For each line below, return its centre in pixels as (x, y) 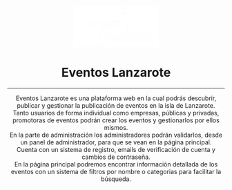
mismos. (116, 127)
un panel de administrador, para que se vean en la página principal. (116, 142)
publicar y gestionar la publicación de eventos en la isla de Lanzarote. (116, 105)
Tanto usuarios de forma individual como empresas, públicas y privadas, (116, 113)
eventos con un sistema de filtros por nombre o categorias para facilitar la (116, 171)
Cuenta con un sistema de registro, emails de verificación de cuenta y (116, 149)
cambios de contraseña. (116, 157)
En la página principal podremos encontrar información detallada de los (116, 164)
